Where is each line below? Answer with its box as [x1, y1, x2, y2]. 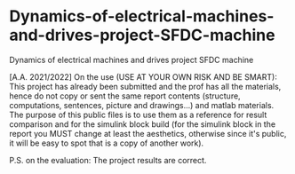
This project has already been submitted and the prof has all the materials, [9, 81, 282, 91]
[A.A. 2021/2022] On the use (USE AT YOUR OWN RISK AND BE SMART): [9, 71, 277, 82]
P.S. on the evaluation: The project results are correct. [9, 154, 207, 165]
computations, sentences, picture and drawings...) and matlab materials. [9, 99, 275, 110]
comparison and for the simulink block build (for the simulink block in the [9, 118, 276, 130]
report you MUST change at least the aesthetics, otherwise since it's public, [9, 128, 287, 138]
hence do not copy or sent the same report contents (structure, [9, 91, 242, 101]
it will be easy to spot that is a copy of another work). [9, 138, 204, 148]
